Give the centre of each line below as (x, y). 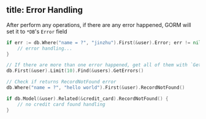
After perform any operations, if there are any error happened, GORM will (99, 25)
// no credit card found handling (61, 104)
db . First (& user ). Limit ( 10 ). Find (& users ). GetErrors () (75, 71)
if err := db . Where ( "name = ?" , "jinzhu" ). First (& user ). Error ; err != (98, 42)
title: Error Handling (45, 10)
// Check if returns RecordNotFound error (61, 82)
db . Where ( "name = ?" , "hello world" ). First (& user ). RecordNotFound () (96, 88)
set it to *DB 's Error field (37, 31)
